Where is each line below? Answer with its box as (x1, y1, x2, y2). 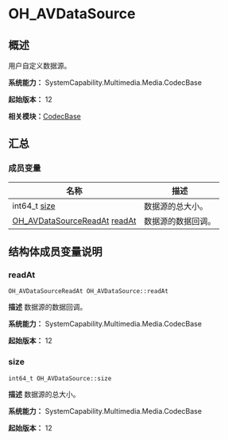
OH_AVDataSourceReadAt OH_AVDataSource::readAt (8, 288, 169, 295)
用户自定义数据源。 (8, 61, 71, 70)
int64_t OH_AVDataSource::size (8, 374, 112, 382)
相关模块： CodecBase (8, 112, 81, 121)
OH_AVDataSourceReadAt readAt (12, 215, 137, 226)
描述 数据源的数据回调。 (8, 303, 87, 312)
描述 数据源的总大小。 (8, 389, 80, 399)
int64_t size (12, 200, 56, 211)
